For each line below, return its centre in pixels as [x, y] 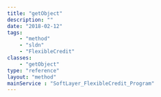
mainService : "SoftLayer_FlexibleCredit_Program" [81, 83]
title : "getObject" [35, 13]
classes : [20, 58]
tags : [15, 32]
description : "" [30, 20]
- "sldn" [32, 45]
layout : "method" [32, 77]
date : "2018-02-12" [35, 26]
